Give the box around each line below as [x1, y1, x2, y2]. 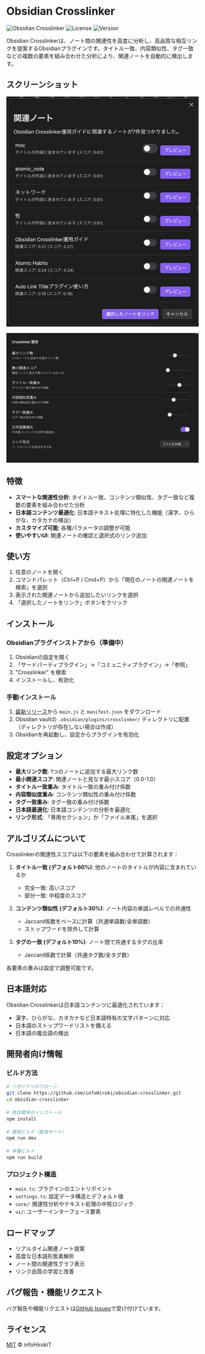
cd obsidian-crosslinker [6, 1097, 70, 1103]
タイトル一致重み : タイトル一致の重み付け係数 [15, 783, 131, 791]
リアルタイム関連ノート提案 [15, 1245, 85, 1252]
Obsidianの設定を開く [15, 654, 70, 661]
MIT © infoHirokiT [6, 1341, 52, 1348]
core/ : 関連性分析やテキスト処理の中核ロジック [15, 1200, 134, 1208]
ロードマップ [6, 1228, 55, 1238]
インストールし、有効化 [15, 676, 74, 684]
